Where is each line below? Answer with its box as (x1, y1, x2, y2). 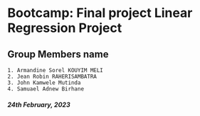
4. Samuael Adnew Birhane (7, 86, 84, 93)
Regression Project (7, 20, 122, 36)
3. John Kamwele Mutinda (7, 79, 81, 86)
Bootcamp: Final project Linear (7, 5, 193, 21)
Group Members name (7, 48, 109, 60)
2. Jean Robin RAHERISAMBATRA (7, 73, 98, 80)
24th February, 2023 (7, 100, 70, 109)
